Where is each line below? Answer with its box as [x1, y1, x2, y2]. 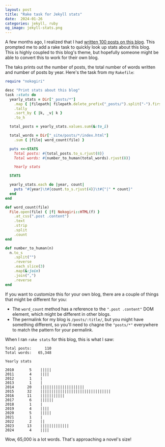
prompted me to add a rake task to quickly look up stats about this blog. [5, 44, 151, 50]
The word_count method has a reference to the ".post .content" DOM [12, 306, 154, 312]
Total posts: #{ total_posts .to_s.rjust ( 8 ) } [14, 151, 105, 156]
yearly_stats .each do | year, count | [9, 182, 84, 187]
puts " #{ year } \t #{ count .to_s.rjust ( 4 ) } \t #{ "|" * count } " [14, 187, 133, 192]
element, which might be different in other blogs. [12, 311, 111, 317]
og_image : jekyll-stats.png [5, 26, 63, 30]
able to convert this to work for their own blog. [5, 55, 99, 60]
